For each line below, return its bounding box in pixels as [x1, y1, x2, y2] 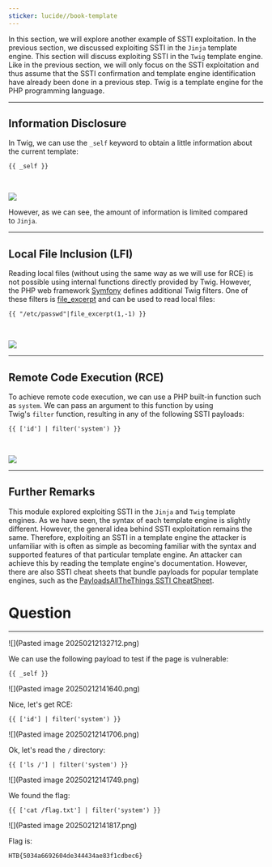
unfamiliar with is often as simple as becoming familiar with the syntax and [8, 541, 257, 550]
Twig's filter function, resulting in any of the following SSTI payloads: [8, 410, 244, 419]
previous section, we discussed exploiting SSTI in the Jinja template [8, 42, 237, 53]
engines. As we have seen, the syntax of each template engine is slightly [8, 515, 251, 525]
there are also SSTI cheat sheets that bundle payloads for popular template [8, 567, 259, 576]
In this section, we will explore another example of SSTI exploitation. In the [8, 34, 257, 44]
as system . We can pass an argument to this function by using [8, 401, 214, 410]
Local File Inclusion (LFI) [8, 247, 134, 261]
